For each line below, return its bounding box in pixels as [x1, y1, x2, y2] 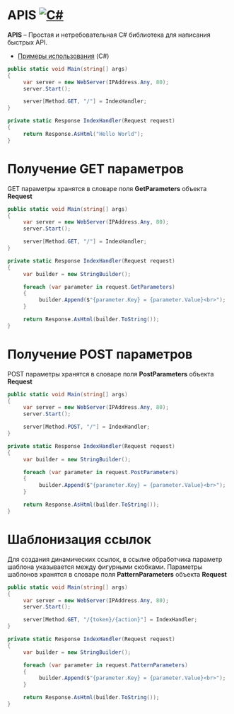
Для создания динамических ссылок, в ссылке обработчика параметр [7, 555, 223, 563]
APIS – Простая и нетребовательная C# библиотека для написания [7, 30, 211, 39]
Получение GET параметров [7, 161, 184, 177]
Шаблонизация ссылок [7, 531, 152, 548]
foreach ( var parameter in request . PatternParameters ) [23, 662, 189, 669]
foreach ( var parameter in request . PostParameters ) [23, 468, 179, 476]
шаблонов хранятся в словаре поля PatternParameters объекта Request [7, 570, 228, 578]
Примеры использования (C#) [17, 52, 110, 60]
